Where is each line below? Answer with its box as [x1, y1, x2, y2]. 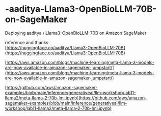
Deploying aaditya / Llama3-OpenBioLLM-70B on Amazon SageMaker [5, 30, 147, 36]
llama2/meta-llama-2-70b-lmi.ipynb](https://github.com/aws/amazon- [5, 94, 147, 101]
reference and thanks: [5, 39, 50, 45]
